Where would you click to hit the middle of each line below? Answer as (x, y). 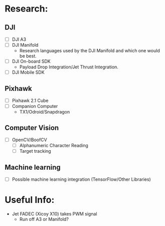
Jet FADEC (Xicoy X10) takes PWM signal (54, 214)
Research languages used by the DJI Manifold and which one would (90, 51)
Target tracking (35, 151)
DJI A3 (19, 39)
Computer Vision (32, 128)
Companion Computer (35, 106)
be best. (28, 56)
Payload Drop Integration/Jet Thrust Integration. (69, 67)
